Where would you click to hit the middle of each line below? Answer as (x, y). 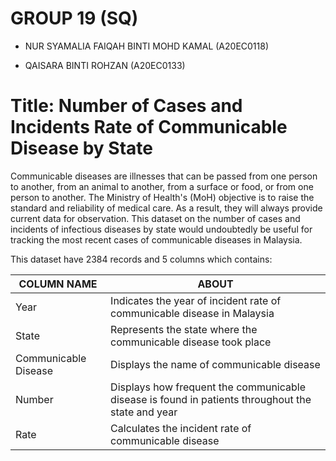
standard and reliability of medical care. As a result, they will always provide (166, 208)
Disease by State (81, 148)
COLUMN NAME (58, 284)
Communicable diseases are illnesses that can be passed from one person (164, 176)
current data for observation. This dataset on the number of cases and (155, 218)
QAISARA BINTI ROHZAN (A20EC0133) (105, 65)
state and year (144, 412)
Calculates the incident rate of (181, 428)
